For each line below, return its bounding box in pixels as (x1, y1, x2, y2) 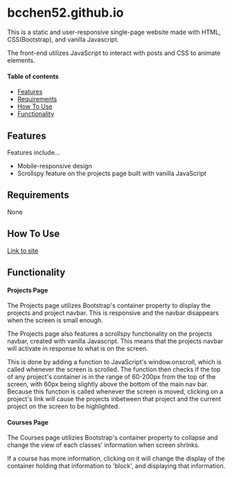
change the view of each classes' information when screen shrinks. (7, 441, 200, 449)
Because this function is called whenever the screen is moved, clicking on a (7, 387, 224, 396)
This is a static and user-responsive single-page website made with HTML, (7, 28, 221, 36)
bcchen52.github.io (7, 5, 124, 21)
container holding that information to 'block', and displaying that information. (7, 462, 226, 470)
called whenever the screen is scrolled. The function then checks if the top (7, 365, 221, 373)
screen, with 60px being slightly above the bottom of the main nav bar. (7, 380, 209, 389)
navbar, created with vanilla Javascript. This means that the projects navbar (7, 337, 224, 346)
